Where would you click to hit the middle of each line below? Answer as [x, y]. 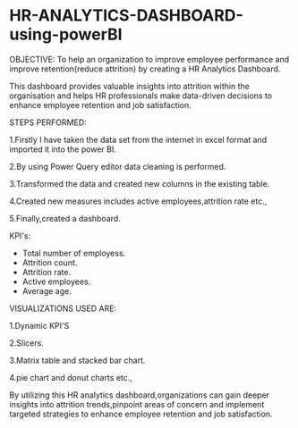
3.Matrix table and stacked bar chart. [77, 360]
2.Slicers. [27, 343]
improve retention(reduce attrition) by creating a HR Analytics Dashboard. [145, 69]
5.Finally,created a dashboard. [65, 218]
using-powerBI [66, 34]
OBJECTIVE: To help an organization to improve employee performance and [149, 59]
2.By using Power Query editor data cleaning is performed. [118, 166]
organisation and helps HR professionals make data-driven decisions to [141, 96]
